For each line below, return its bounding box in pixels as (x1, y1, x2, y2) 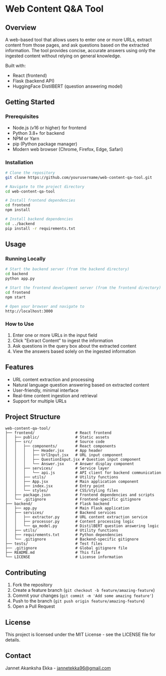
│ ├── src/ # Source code (5, 439, 105, 444)
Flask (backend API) (12, 78, 54, 84)
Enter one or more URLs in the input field (12, 332, 97, 338)
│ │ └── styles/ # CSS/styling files (5, 488, 119, 493)
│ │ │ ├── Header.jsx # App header (5, 448, 102, 454)
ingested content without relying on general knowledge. (5, 53, 122, 59)
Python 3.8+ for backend (12, 130, 65, 136)
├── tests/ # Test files (5, 541, 102, 546)
